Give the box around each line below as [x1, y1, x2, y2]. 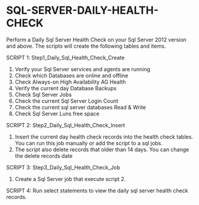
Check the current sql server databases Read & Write [14, 103, 146, 111]
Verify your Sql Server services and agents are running [14, 65, 151, 72]
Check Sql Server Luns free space [14, 110, 100, 117]
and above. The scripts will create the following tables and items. [6, 42, 166, 50]
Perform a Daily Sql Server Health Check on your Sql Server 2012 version [6, 36, 187, 43]
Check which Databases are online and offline [14, 72, 128, 79]
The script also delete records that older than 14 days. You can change [14, 146, 189, 153]
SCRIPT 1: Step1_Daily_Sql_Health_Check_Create [6, 54, 125, 61]
